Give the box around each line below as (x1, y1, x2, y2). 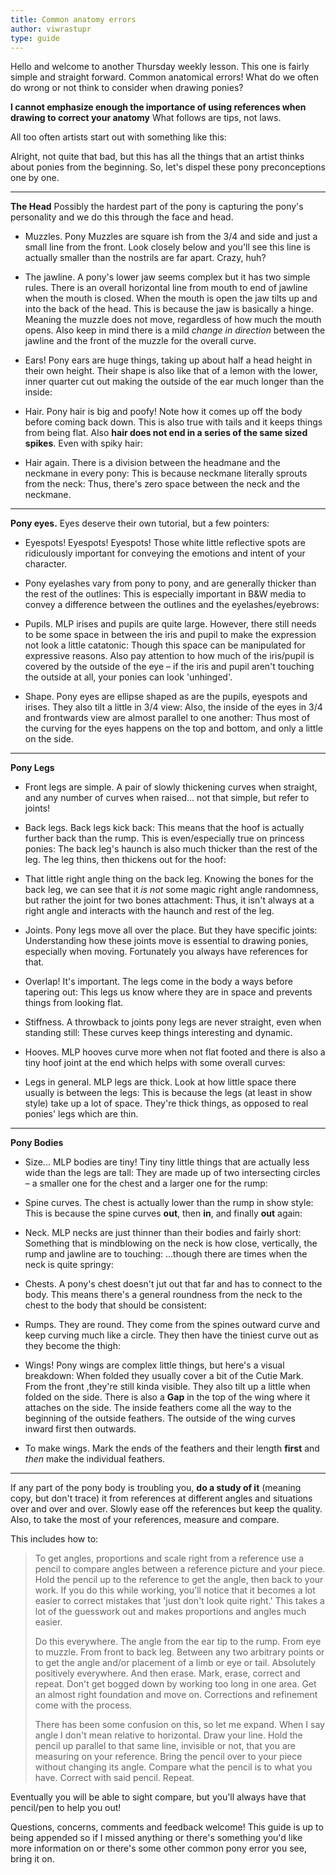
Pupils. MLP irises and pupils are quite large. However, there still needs (24, 618, 317, 630)
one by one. (10, 172, 60, 184)
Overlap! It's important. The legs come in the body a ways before (24, 976, 293, 988)
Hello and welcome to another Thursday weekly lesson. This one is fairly (10, 61, 310, 73)
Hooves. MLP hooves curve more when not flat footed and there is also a (24, 1046, 326, 1058)
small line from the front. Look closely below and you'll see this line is (24, 241, 311, 253)
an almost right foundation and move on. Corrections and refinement (34, 1689, 318, 1701)
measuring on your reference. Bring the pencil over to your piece (34, 1751, 303, 1763)
